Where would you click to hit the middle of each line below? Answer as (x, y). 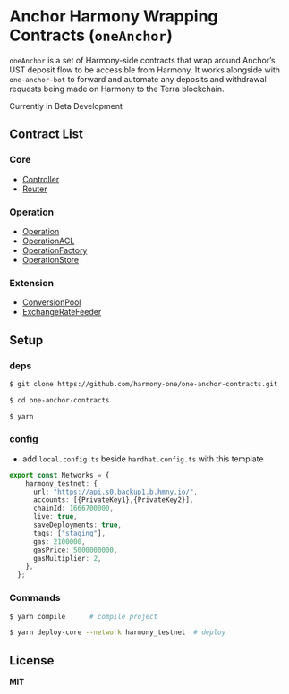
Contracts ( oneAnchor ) (91, 35)
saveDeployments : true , (77, 525)
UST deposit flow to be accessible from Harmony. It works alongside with (144, 70)
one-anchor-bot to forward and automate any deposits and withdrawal (138, 79)
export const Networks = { (59, 475)
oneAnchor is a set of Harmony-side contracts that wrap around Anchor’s (142, 60)
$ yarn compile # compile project (84, 616)
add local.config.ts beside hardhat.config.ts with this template (143, 459)
